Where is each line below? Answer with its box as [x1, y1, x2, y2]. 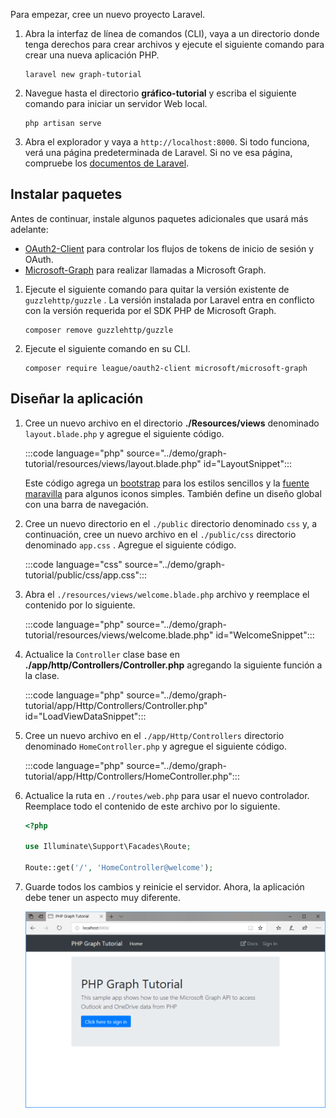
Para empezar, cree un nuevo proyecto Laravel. [10, 9, 206, 20]
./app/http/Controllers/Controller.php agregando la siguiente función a [24, 659, 323, 671]
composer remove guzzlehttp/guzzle [24, 325, 174, 335]
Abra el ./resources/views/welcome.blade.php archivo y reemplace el [24, 588, 310, 600]
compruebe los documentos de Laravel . [24, 157, 190, 169]
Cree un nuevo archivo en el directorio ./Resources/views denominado [24, 417, 320, 429]
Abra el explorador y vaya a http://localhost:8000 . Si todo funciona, [24, 136, 310, 148]
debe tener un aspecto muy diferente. [24, 892, 182, 903]
